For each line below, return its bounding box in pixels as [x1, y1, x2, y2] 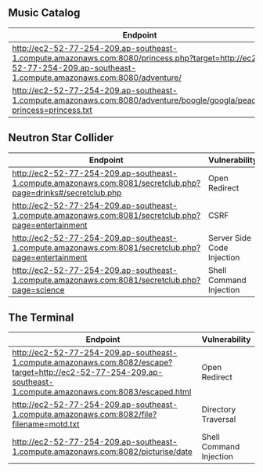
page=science [12, 284, 65, 295]
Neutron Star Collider [8, 131, 114, 144]
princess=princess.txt [12, 104, 92, 115]
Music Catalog [8, 6, 81, 20]
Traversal [201, 414, 236, 425]
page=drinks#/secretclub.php [12, 187, 122, 198]
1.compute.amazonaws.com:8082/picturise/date [12, 446, 193, 457]
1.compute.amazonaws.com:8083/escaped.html [12, 387, 192, 398]
